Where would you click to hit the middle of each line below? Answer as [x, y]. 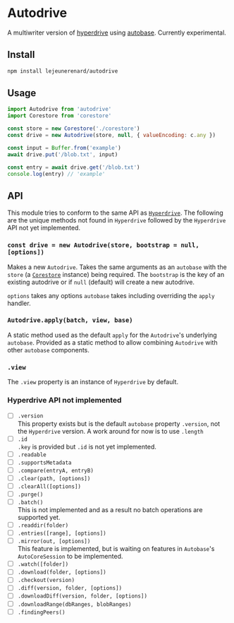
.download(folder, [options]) [62, 572]
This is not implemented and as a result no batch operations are [110, 510]
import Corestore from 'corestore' [60, 116]
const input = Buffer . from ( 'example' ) [64, 148]
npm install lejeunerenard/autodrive [63, 71]
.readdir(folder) [43, 526]
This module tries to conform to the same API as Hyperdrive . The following [115, 213]
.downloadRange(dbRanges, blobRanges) [74, 604]
